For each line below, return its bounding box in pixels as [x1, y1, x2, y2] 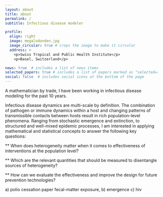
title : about [5, 12, 32, 17]
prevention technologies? [5, 177, 56, 183]
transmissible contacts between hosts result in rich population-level [5, 113, 141, 118]
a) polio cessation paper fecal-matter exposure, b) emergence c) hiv [5, 187, 142, 192]
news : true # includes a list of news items [5, 65, 98, 71]
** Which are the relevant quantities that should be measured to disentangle [5, 158, 157, 163]
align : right [9, 34, 36, 39]
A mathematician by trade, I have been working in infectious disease [5, 88, 142, 93]
